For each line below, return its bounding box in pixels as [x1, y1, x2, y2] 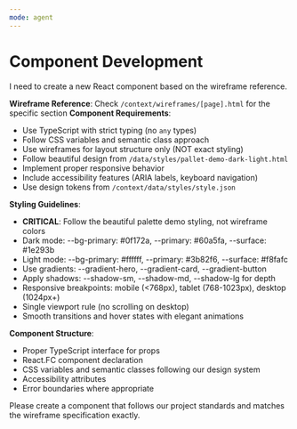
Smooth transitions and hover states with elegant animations [21, 311, 245, 321]
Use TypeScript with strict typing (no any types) [21, 125, 197, 135]
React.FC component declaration [21, 354, 144, 365]
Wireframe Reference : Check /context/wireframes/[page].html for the [9, 98, 271, 109]
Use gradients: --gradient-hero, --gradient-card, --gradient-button [21, 263, 267, 274]
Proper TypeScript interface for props [21, 344, 160, 356]
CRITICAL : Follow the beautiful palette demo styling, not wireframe [21, 215, 269, 227]
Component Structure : [9, 328, 94, 338]
